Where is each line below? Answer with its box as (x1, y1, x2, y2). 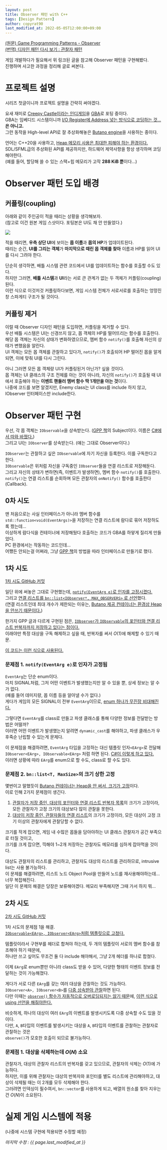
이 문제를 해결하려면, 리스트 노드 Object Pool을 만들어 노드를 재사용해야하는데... (5, 871, 160, 877)
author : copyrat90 (5, 21, 43, 26)
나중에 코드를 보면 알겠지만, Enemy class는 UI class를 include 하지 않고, (5, 384, 147, 390)
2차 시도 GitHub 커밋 (5, 913, 46, 919)
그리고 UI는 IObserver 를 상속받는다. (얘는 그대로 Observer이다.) (5, 440, 130, 446)
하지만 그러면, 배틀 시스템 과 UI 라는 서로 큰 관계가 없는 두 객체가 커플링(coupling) (5, 275, 162, 281)
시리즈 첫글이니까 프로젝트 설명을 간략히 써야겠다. (5, 100, 101, 106)
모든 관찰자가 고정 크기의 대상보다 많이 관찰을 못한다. (12, 806, 115, 812)
